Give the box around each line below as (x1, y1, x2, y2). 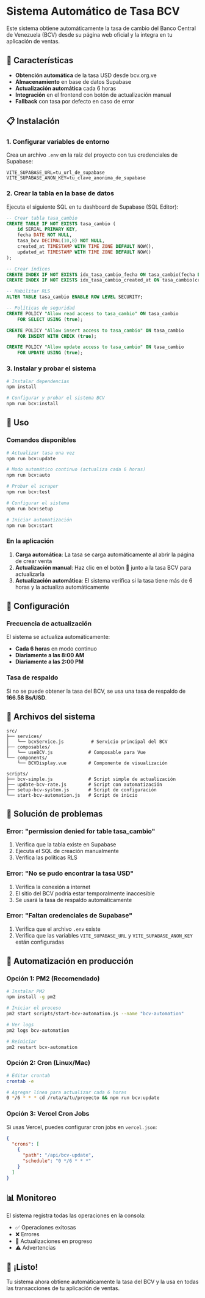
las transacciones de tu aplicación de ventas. (6, 1285, 120, 1292)
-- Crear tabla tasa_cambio (6, 215, 78, 221)
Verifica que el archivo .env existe (15, 925, 101, 933)
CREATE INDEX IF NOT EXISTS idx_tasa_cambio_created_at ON (6, 277, 160, 283)
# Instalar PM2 (6, 988, 45, 994)
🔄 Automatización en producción (6, 956, 134, 966)
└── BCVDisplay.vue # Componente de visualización (17, 760, 168, 766)
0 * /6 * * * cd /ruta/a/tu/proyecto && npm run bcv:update (6, 1095, 160, 1101)
